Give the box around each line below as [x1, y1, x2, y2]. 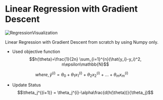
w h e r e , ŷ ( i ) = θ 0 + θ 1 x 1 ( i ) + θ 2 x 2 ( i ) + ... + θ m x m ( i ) [35, 70, 128, 79]
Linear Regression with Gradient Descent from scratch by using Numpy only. [5, 39, 159, 45]
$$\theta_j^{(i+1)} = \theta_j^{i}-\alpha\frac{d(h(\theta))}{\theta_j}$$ [17, 90, 154, 96]
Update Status [12, 82, 41, 88]
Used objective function [12, 49, 60, 54]
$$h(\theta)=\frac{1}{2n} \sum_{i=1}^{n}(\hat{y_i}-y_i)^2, [29, 56, 142, 62]
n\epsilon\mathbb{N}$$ [61, 61, 109, 67]
